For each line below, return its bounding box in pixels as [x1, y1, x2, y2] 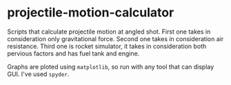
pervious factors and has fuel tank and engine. [7, 49, 140, 58]
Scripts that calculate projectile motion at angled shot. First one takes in [7, 27, 211, 36]
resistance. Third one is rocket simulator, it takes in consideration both [7, 42, 207, 50]
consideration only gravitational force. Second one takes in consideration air [7, 34, 224, 42]
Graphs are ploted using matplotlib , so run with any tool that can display [7, 62, 214, 71]
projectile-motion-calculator [7, 5, 174, 21]
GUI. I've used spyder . [7, 70, 70, 78]
